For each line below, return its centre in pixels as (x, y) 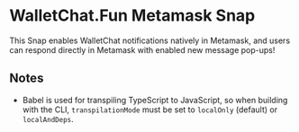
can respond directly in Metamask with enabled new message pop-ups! (142, 49)
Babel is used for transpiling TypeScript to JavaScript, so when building (155, 100)
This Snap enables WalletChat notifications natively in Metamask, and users (150, 40)
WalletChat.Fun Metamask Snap (132, 16)
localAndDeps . (48, 119)
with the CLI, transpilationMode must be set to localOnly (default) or (149, 110)
